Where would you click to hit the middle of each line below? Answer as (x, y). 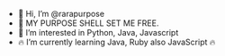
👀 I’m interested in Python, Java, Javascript (98, 32)
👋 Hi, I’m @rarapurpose (61, 14)
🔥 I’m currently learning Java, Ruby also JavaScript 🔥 (117, 42)
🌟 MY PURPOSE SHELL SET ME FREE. (88, 23)
